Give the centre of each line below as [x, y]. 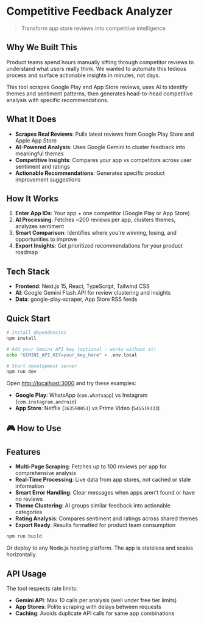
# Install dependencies [37, 333]
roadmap [26, 253]
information [30, 486]
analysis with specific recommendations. [58, 100]
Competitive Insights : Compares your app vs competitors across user [103, 160]
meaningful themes [39, 153]
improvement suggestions [48, 179]
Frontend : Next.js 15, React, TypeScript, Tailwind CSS [83, 286]
